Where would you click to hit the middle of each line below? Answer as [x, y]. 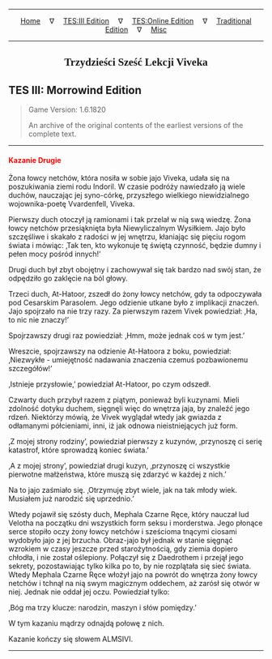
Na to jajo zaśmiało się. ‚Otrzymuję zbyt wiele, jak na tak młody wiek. [123, 490]
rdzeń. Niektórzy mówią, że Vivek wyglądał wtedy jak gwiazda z [115, 417]
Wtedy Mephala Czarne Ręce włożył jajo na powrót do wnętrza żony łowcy [133, 575]
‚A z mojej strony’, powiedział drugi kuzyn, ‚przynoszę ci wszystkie [119, 466]
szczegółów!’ [30, 369]
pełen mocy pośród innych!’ [55, 254]
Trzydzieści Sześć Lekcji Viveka [136, 62]
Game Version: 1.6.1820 [67, 109]
